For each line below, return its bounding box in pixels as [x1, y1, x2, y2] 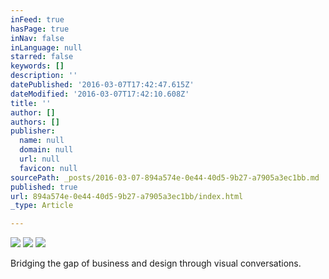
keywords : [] [10, 61, 65, 71]
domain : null [19, 145, 74, 155]
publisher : [10, 126, 56, 136]
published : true [10, 182, 78, 192]
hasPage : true [10, 24, 70, 34]
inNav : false [10, 33, 65, 43]
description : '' [10, 71, 78, 81]
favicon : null [19, 163, 78, 173]
